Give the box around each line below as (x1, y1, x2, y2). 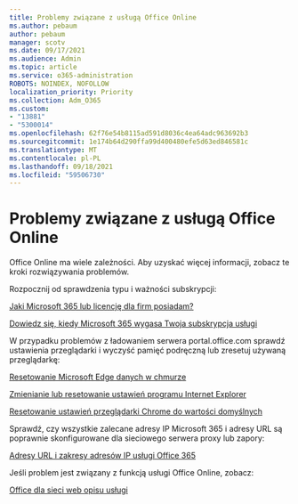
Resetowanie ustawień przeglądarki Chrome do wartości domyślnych (9, 406, 263, 417)
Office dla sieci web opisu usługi (9, 484, 129, 495)
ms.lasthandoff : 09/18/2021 (9, 162, 114, 171)
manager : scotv (9, 37, 66, 47)
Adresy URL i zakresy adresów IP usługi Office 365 (9, 451, 197, 461)
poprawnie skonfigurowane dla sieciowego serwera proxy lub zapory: (9, 433, 265, 443)
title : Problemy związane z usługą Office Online (9, 12, 197, 22)
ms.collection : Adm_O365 (9, 95, 101, 105)
